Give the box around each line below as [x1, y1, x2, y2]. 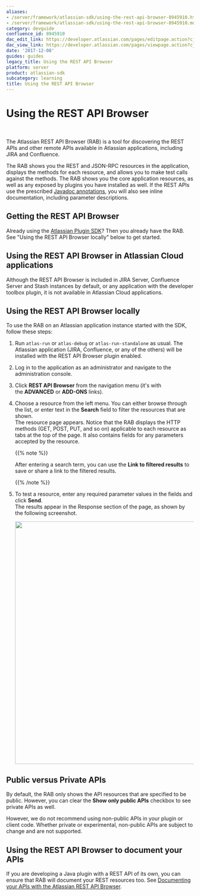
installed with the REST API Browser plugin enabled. [14, 352, 143, 360]
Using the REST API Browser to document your [6, 845, 183, 855]
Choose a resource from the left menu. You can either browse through [14, 400, 187, 407]
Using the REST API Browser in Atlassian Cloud [6, 251, 184, 261]
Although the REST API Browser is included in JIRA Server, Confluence [6, 276, 180, 283]
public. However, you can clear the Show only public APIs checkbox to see [6, 797, 192, 804]
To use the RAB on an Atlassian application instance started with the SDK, [6, 322, 187, 329]
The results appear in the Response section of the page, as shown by [14, 503, 186, 511]
